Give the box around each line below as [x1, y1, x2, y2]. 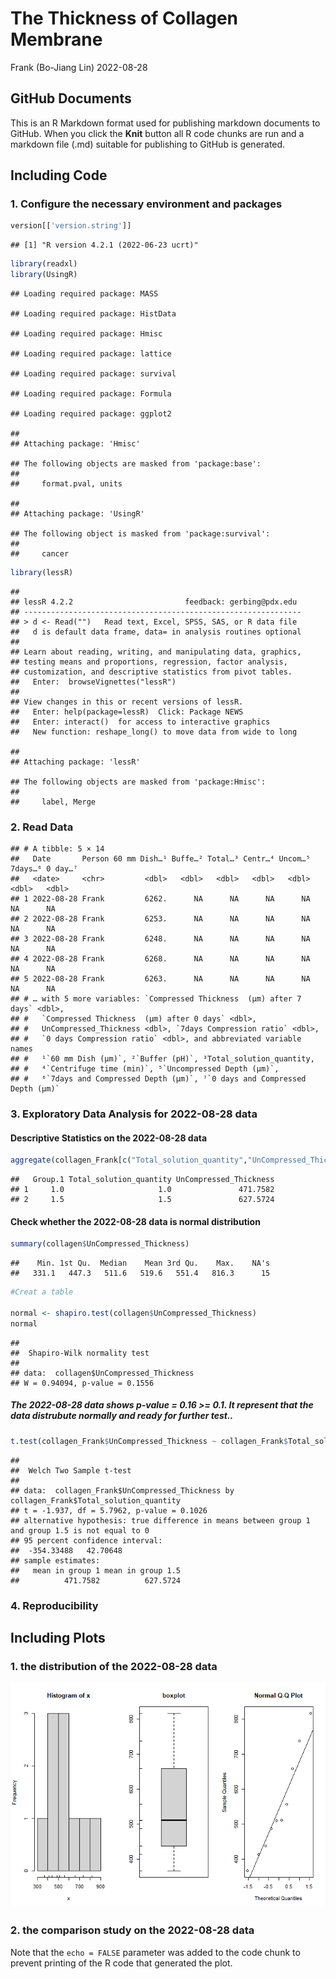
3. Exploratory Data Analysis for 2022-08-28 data [10, 1107, 258, 1121]
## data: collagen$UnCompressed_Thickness [10, 1368, 195, 1378]
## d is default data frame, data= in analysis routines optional [10, 627, 302, 637]
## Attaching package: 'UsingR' [10, 509, 145, 519]
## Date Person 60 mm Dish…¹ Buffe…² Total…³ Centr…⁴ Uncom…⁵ [10, 854, 311, 864]
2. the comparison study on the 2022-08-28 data [10, 1923, 255, 1937]
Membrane [10, 28, 103, 51]
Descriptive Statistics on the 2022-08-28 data [10, 1132, 208, 1144]
